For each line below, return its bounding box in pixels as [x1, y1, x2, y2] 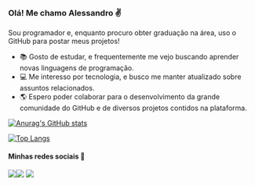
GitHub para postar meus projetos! [8, 37, 120, 46]
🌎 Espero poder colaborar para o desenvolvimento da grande [19, 92, 220, 102]
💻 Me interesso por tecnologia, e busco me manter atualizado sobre [19, 72, 242, 81]
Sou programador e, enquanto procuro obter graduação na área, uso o [8, 28, 237, 38]
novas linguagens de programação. [19, 63, 135, 73]
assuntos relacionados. [19, 84, 95, 93]
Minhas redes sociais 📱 [8, 152, 86, 161]
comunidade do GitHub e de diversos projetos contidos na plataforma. [19, 103, 247, 113]
